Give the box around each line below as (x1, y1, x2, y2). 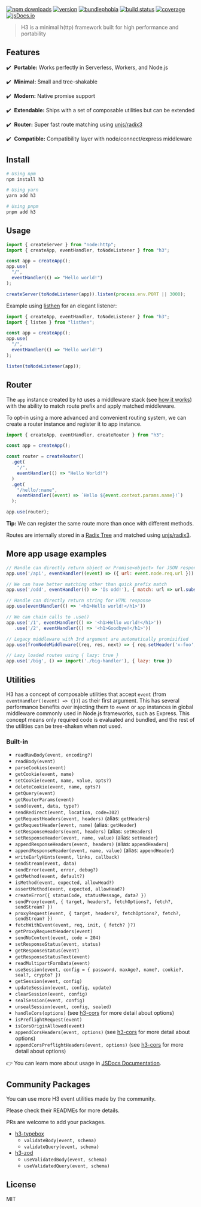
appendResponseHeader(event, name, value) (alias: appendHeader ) (14, 847, 175, 854)
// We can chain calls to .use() (6, 614, 90, 620)
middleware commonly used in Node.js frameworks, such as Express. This (6, 710, 190, 717)
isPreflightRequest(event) (14, 1017, 83, 1023)
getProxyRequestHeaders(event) (14, 928, 93, 935)
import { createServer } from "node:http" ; (6, 241, 117, 247)
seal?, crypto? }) (14, 972, 61, 978)
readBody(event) (14, 758, 56, 765)
